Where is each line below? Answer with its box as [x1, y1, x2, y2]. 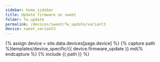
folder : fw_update [5, 17, 44, 22]
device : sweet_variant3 [5, 26, 56, 32]
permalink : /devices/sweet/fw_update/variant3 [5, 21, 106, 27]
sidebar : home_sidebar [5, 7, 54, 13]
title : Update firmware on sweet [5, 12, 76, 17]
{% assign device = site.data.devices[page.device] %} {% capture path [5, 40, 155, 46]
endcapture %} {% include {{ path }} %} [5, 51, 90, 57]
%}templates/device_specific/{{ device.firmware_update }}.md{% [5, 46, 144, 52]
